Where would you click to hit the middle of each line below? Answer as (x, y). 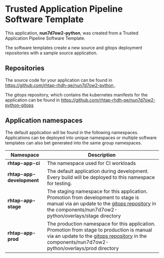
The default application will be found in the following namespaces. (72, 132)
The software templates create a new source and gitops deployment (74, 47)
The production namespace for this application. (101, 224)
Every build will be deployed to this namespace (101, 177)
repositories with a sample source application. (51, 53)
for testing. (60, 183)
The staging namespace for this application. (97, 191)
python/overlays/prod (72, 248)
